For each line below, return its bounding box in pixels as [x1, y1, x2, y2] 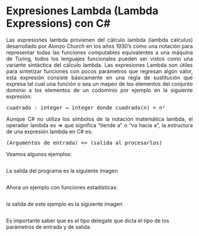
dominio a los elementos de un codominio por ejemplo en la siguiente [6, 86, 193, 93]
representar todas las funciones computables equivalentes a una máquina [6, 49, 193, 56]
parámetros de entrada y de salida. [6, 223, 92, 230]
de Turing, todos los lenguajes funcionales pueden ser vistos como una [6, 55, 193, 62]
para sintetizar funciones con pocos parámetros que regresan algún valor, [6, 67, 193, 75]
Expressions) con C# [6, 17, 111, 30]
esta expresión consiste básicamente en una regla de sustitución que [6, 74, 193, 81]
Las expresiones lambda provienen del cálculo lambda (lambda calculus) [6, 36, 193, 43]
